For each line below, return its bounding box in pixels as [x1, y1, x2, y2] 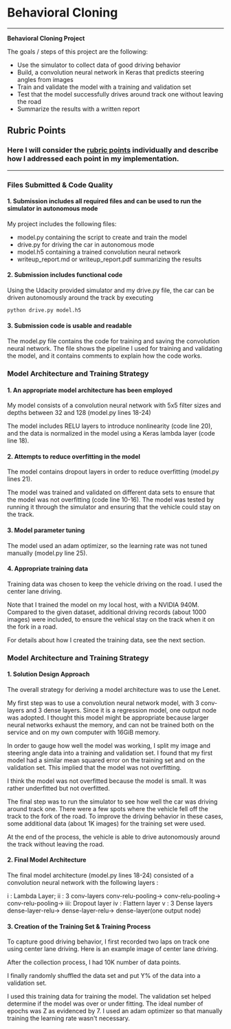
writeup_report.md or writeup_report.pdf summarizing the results [16, 255, 202, 263]
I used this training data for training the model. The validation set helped [7, 992, 211, 1001]
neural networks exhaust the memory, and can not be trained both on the [7, 720, 214, 729]
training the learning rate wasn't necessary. [7, 1015, 131, 1023]
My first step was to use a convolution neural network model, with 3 [7, 698, 199, 707]
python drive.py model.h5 [7, 307, 81, 314]
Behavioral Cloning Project [7, 34, 85, 42]
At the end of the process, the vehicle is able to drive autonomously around [7, 833, 221, 841]
